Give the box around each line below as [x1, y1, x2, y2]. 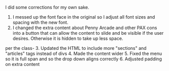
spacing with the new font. [12, 20, 69, 25]
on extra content [5, 61, 40, 67]
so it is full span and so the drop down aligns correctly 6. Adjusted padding [5, 56, 162, 62]
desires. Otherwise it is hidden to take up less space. [12, 35, 123, 41]
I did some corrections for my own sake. [5, 5, 90, 10]
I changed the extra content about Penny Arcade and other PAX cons [12, 25, 157, 31]
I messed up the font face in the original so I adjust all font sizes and [12, 14, 155, 20]
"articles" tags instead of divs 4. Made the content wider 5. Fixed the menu [5, 50, 162, 56]
